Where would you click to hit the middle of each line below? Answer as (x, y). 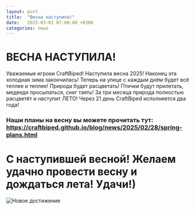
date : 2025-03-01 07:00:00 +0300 (50, 22)
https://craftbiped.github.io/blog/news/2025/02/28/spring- (94, 127)
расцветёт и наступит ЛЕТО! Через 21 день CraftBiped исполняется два (96, 99)
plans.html (22, 135)
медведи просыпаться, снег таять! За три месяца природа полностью (95, 93)
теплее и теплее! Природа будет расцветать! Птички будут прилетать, (95, 86)
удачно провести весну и (72, 172)
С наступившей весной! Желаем (91, 159)
